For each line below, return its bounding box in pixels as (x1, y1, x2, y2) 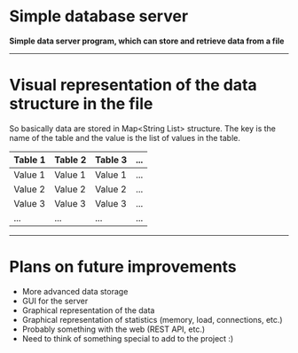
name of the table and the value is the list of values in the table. (9, 132, 241, 143)
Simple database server (9, 6, 189, 27)
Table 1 (13, 153, 46, 166)
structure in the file (9, 94, 153, 114)
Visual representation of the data (9, 75, 257, 95)
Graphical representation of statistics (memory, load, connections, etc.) (21, 314, 283, 325)
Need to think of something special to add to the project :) (21, 333, 234, 343)
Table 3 (94, 153, 128, 166)
